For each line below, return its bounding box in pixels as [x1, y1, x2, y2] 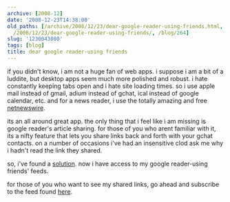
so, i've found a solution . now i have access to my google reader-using [7, 159, 208, 168]
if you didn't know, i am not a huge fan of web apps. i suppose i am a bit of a [7, 67, 224, 76]
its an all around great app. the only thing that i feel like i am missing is [7, 117, 207, 125]
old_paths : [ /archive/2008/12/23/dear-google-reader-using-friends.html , [7, 23, 224, 30]
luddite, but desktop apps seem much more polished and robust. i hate [7, 74, 208, 82]
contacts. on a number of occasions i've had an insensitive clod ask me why [7, 139, 224, 147]
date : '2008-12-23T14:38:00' [7, 16, 91, 23]
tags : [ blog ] [7, 42, 45, 49]
